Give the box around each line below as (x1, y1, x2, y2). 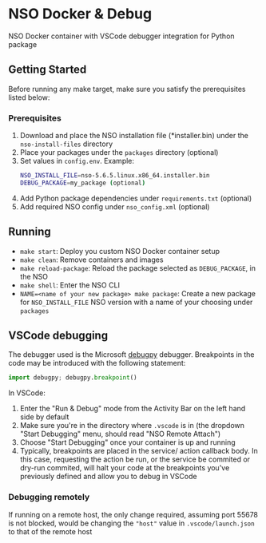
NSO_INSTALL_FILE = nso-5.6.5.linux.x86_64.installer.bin (19, 172, 210, 180)
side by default (19, 412, 69, 422)
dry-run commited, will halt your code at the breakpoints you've (19, 463, 230, 473)
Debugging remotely (8, 492, 90, 503)
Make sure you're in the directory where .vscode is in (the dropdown (19, 421, 245, 430)
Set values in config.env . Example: (19, 157, 134, 166)
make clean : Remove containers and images (19, 255, 164, 264)
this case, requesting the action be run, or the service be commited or (19, 454, 250, 464)
